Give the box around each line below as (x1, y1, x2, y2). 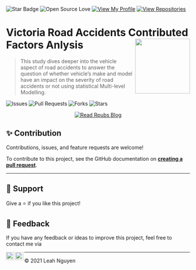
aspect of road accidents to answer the (20, 64, 115, 71)
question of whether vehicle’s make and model (20, 70, 132, 77)
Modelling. (20, 88, 46, 96)
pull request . (6, 161, 38, 168)
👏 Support (6, 184, 44, 194)
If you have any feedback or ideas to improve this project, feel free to (6, 234, 172, 241)
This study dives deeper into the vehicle (20, 57, 117, 64)
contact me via (6, 240, 42, 248)
